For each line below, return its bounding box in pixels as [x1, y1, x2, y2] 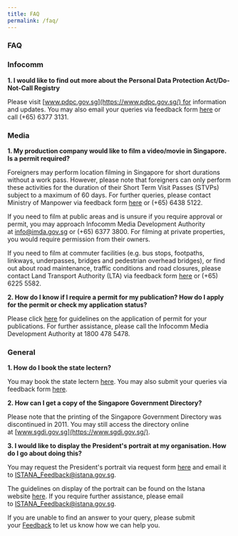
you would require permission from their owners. [7, 235, 151, 243]
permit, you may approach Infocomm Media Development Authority [7, 220, 205, 228]
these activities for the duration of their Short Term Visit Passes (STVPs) [7, 183, 219, 192]
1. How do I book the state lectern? [7, 363, 112, 372]
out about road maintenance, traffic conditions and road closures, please [7, 264, 222, 273]
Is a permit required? [7, 154, 70, 163]
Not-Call [7, 84, 33, 92]
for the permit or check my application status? [7, 300, 148, 309]
